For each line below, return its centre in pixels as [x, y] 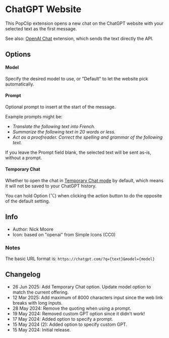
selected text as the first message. [41, 28]
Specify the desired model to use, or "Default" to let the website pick [77, 78]
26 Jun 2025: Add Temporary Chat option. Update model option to [82, 286]
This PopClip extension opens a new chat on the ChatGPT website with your [84, 23]
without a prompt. [24, 157]
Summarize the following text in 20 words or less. [64, 132]
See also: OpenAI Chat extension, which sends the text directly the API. [79, 38]
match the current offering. [41, 292]
